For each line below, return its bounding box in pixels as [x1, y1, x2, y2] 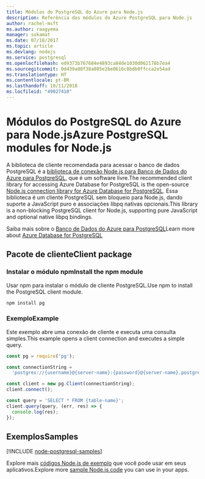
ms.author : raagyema [6, 26, 59, 32]
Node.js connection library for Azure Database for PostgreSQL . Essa [6, 187, 178, 195]
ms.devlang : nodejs [6, 49, 56, 55]
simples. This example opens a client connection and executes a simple [6, 335, 185, 342]
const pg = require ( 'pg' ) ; [6, 353, 75, 359]
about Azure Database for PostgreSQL [6, 231, 103, 239]
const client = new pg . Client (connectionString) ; [6, 381, 135, 387]
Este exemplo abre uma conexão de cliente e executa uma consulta [6, 328, 176, 335]
